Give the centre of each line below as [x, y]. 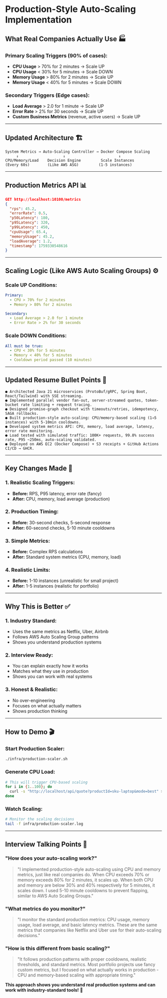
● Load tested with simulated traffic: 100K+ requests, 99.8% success [80, 435]
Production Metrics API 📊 [46, 185]
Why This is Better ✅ [38, 606]
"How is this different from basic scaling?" [58, 949]
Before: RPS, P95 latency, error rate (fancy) [57, 493]
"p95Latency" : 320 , [30, 223]
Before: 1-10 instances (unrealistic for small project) [65, 581]
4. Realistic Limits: [28, 570]
